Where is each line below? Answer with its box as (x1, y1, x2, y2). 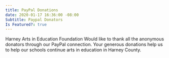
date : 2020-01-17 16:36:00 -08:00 (5, 12, 79, 17)
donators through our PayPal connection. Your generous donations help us (5, 42, 163, 48)
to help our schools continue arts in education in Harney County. (5, 47, 142, 53)
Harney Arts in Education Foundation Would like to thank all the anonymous (5, 36, 164, 42)
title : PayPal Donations (5, 7, 58, 13)
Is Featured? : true (5, 22, 47, 27)
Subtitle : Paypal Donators (5, 17, 63, 22)
